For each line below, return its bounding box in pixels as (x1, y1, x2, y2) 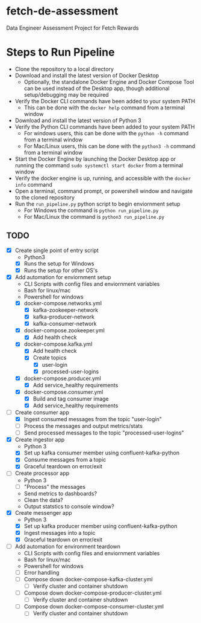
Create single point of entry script (14, 247, 99, 254)
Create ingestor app (14, 436, 65, 444)
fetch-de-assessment (6, 4, 119, 18)
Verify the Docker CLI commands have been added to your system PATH (14, 97, 196, 105)
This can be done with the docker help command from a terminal (23, 104, 185, 111)
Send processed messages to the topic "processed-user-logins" (23, 429, 185, 436)
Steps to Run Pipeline (6, 45, 115, 59)
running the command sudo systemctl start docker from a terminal (14, 161, 184, 169)
